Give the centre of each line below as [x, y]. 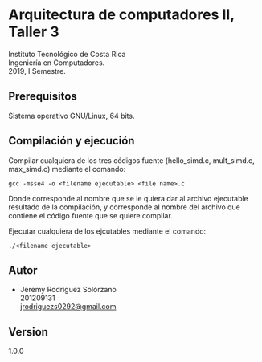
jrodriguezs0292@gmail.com [68, 307]
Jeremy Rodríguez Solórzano [68, 290]
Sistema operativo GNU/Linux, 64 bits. [72, 116]
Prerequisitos [43, 97]
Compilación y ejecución [72, 141]
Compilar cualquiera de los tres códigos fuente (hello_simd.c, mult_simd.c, [131, 160]
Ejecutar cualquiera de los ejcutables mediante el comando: [107, 231]
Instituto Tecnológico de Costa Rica [67, 54]
